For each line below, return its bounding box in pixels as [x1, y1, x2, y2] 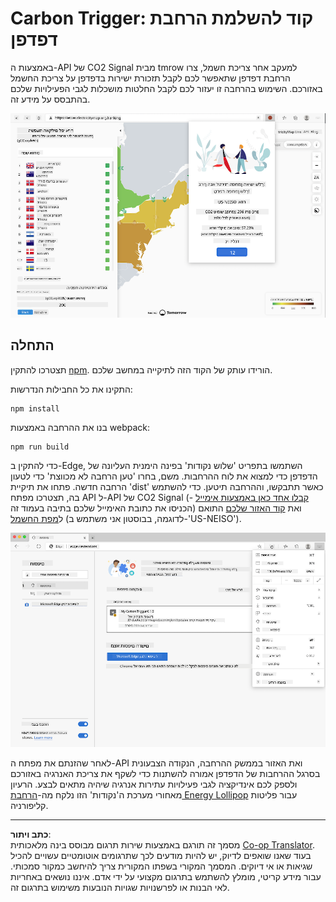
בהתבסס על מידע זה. [10, 93, 91, 105]
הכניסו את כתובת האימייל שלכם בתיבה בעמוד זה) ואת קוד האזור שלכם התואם [10, 502, 302, 514]
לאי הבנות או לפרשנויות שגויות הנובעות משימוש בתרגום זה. [10, 881, 230, 893]
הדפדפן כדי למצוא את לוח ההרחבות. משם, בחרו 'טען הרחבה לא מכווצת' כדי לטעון [10, 470, 318, 482]
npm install [10, 403, 60, 414]
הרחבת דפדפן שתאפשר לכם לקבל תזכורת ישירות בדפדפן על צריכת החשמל [10, 72, 291, 84]
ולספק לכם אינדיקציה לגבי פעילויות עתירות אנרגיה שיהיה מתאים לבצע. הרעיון [10, 778, 298, 790]
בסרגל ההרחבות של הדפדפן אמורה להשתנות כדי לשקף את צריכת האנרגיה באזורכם [10, 767, 321, 779]
